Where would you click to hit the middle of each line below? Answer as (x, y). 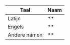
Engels (16, 27)
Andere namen (25, 35)
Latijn (14, 18)
